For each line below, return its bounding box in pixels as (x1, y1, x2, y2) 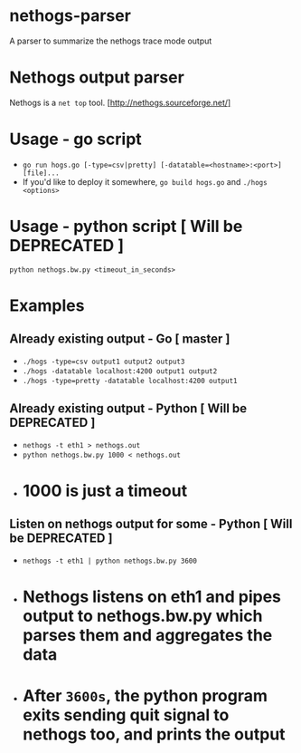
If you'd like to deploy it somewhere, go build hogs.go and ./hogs (22, 176, 268, 187)
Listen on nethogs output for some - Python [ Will (9, 516, 293, 532)
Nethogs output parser (9, 67, 185, 88)
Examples (9, 295, 85, 315)
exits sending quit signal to (22, 704, 230, 725)
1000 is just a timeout (22, 480, 188, 501)
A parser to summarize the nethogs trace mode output (9, 35, 212, 46)
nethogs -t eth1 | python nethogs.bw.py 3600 (22, 556, 197, 565)
